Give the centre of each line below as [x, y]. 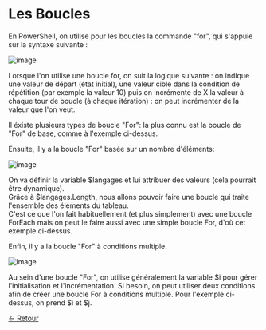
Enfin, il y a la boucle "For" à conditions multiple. [88, 246]
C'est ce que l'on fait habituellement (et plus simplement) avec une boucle [130, 213]
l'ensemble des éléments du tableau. [68, 205]
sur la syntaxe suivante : [48, 44]
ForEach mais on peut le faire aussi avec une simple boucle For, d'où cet [127, 222]
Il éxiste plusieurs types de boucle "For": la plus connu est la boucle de [125, 125]
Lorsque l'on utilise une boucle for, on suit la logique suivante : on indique [129, 75]
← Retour [23, 318]
